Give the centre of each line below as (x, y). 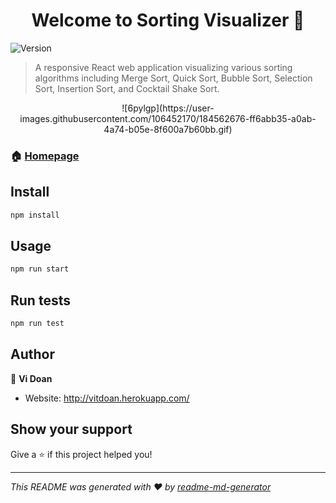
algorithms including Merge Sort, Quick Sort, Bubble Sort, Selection (173, 78)
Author (32, 354)
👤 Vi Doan (31, 378)
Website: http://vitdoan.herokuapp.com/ (107, 398)
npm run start (40, 269)
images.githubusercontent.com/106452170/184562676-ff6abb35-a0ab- (168, 118)
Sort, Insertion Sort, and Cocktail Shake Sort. (127, 88)
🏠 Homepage (45, 156)
